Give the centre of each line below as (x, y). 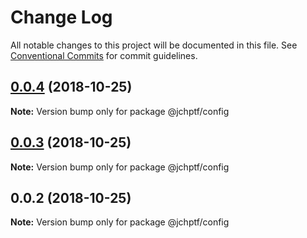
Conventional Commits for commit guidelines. (104, 55)
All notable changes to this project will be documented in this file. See (154, 45)
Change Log (61, 17)
